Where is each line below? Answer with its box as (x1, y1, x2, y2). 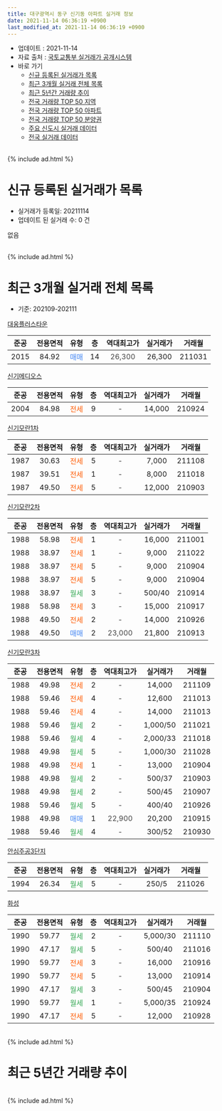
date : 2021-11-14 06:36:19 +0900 (7, 17, 107, 24)
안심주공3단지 (7, 847, 46, 855)
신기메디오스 (7, 372, 43, 381)
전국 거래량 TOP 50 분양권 (28, 115, 102, 124)
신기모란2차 (7, 502, 41, 511)
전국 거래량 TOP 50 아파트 (28, 106, 102, 115)
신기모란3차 (7, 648, 41, 657)
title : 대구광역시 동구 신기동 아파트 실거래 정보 (7, 10, 134, 18)
